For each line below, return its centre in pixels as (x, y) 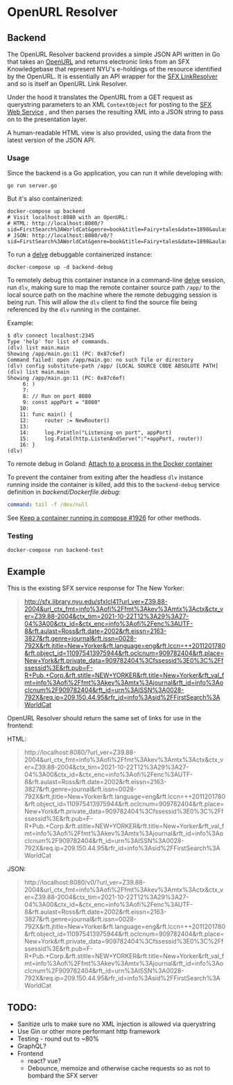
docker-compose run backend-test (55, 550)
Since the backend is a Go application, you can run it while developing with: (115, 173)
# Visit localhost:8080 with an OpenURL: (68, 218)
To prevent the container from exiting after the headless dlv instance (105, 477)
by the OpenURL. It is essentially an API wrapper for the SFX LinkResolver (113, 76)
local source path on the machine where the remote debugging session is (112, 295)
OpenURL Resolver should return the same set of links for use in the (104, 718)
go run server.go (32, 186)
